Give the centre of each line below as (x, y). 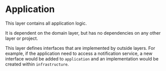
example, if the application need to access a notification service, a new (79, 53)
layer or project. (22, 38)
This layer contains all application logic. (46, 23)
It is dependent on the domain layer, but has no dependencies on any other (83, 33)
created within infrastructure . (37, 64)
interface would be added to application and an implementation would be (82, 58)
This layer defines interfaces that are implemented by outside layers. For (80, 48)
